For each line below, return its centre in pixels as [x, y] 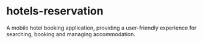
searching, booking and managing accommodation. [71, 34]
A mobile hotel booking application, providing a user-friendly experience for [101, 28]
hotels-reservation [55, 11]
